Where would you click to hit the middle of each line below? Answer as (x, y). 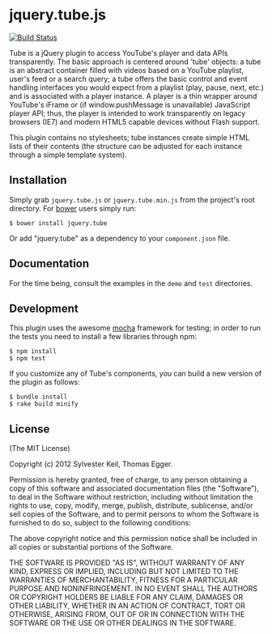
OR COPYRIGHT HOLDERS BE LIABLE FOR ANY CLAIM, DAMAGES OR (126, 598)
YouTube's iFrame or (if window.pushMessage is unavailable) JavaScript (130, 104)
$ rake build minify (44, 404)
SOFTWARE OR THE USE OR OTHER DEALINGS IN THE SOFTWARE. (123, 623)
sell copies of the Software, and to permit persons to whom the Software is (134, 514)
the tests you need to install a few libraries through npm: (103, 337)
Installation (38, 180)
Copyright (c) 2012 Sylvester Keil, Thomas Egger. (91, 464)
